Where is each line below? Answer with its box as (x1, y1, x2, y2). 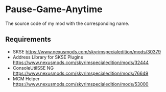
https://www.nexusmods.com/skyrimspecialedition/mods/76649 (12, 70, 149, 76)
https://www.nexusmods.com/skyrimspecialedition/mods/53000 (12, 81, 149, 87)
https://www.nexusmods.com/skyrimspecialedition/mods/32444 (12, 59, 149, 66)
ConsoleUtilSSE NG (12, 65, 54, 71)
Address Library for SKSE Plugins (12, 54, 83, 60)
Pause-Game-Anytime (5, 4, 103, 15)
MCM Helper (12, 75, 40, 82)
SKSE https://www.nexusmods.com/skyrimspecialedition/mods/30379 (12, 48, 161, 54)
